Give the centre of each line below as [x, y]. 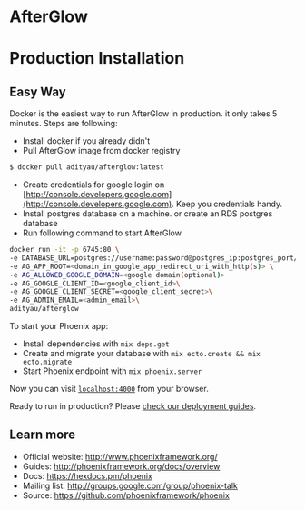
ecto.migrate [47, 362]
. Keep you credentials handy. [227, 204]
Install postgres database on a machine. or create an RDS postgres [148, 214]
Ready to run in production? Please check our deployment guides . [133, 406]
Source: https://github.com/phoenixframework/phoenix [126, 495]
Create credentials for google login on [93, 185]
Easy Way [38, 91]
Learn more [43, 435]
